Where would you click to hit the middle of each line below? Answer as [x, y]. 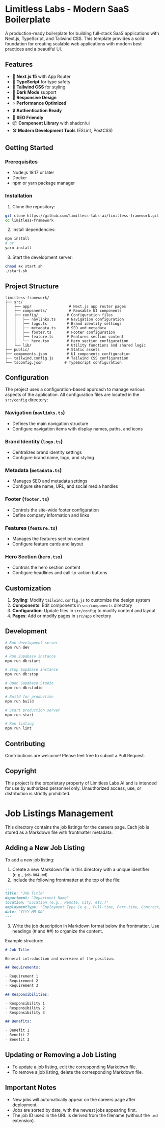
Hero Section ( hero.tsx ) [34, 556]
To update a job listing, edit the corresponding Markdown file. [74, 1067]
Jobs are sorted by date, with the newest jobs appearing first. [74, 1110]
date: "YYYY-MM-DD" [25, 912]
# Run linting [20, 724]
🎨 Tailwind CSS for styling [39, 87]
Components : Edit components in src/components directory [72, 605]
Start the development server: [42, 257]
